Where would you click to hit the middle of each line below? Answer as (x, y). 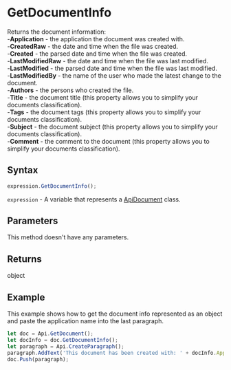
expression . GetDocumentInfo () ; (52, 186)
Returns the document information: (57, 32)
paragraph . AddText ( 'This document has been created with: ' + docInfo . (112, 353)
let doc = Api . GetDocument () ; (51, 334)
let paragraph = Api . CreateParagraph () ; (66, 346)
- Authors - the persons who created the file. (70, 90)
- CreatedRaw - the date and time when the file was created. (93, 46)
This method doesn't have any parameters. (68, 237)
